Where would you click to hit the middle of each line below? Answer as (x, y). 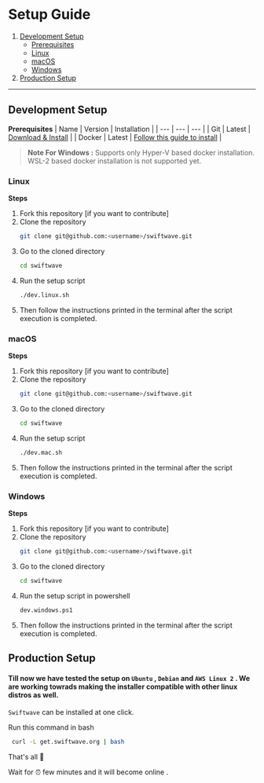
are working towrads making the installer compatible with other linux (123, 686)
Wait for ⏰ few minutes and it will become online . (88, 772)
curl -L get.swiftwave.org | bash (68, 742)
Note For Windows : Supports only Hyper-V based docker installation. (141, 152)
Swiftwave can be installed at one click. (71, 712)
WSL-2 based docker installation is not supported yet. (114, 161)
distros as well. (33, 695)
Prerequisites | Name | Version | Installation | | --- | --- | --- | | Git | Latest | (130, 129)
